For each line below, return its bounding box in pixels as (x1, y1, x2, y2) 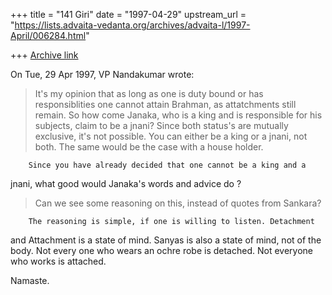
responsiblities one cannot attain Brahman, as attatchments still (34, 99, 297, 110)
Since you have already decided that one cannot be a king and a (28, 160, 307, 170)
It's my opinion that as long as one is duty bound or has (34, 88, 264, 99)
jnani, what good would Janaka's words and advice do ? (10, 178, 242, 189)
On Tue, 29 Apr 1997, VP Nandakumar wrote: (10, 69, 195, 80)
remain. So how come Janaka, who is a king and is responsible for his (34, 109, 323, 121)
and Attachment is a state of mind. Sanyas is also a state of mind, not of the (10, 234, 322, 246)
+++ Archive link (10, 49, 79, 61)
